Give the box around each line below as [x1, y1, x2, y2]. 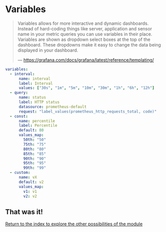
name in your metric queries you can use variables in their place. [17, 31, 152, 37]
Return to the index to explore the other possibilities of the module [5, 221, 143, 227]
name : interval [18, 76, 51, 81]
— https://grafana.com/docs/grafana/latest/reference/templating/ [17, 57, 154, 63]
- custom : [10, 170, 30, 175]
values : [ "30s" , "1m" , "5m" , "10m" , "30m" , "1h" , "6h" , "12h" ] [18, 85, 155, 90]
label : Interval [18, 81, 53, 86]
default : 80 [18, 128, 44, 133]
